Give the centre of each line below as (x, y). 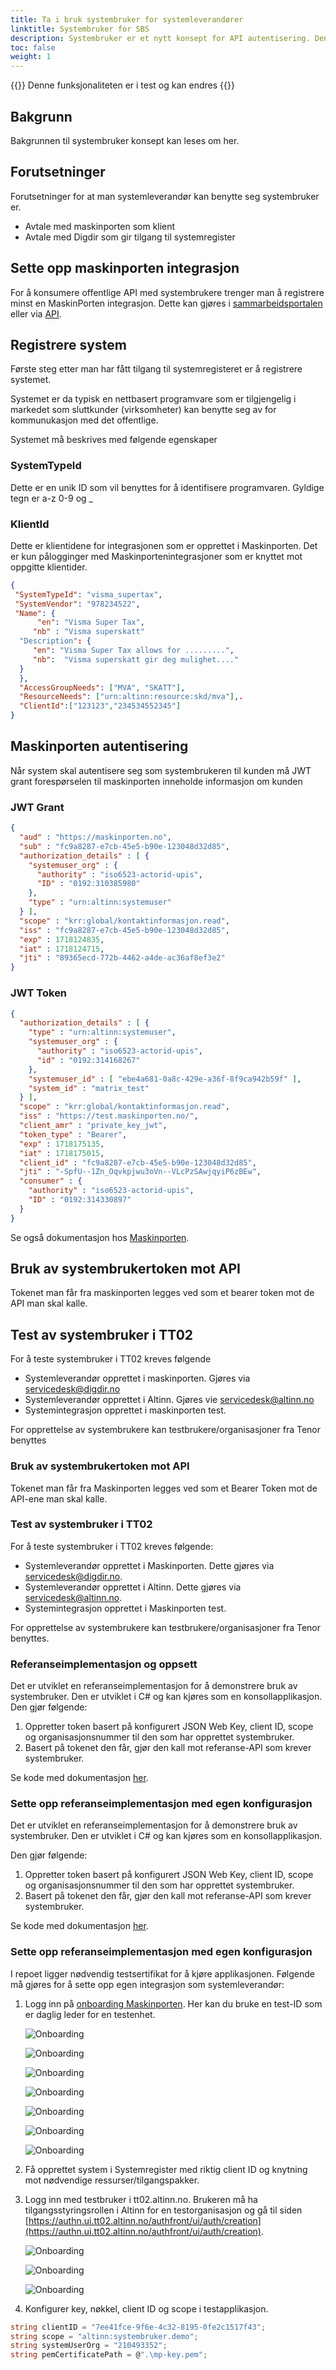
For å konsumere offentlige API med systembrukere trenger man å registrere (167, 292)
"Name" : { (35, 613)
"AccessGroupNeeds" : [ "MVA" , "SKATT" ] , (102, 687)
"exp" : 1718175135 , (62, 1144)
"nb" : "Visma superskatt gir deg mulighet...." (136, 659)
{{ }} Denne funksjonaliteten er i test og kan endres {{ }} (122, 85)
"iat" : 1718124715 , (62, 949)
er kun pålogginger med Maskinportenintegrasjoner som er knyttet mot (156, 556)
